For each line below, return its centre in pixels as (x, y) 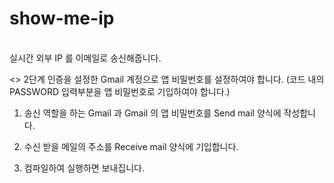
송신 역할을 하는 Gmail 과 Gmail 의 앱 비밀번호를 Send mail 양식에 (152, 113)
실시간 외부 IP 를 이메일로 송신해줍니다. (85, 58)
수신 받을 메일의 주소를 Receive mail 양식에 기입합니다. (131, 146)
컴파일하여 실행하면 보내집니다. (84, 168)
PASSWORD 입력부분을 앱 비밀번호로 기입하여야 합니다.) (120, 91)
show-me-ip (62, 18)
